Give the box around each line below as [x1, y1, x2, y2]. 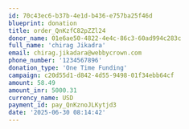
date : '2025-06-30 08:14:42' [8, 109, 106, 117]
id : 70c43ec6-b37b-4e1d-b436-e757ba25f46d [8, 11, 153, 20]
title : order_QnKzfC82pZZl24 [8, 26, 106, 34]
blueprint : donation [8, 19, 78, 27]
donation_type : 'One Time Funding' [8, 64, 128, 72]
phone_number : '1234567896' [8, 57, 103, 65]
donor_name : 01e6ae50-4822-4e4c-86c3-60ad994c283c [8, 34, 182, 42]
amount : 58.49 [8, 79, 56, 87]
